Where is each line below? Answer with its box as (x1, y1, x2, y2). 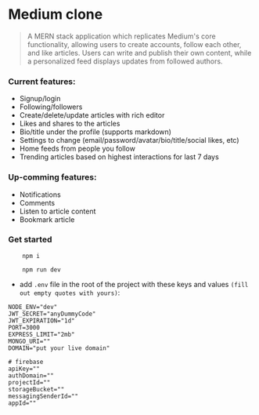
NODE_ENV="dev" (8, 303, 58, 311)
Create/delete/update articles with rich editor (19, 111, 165, 120)
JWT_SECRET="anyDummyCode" (8, 310, 96, 318)
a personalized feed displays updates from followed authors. (27, 56, 223, 66)
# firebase (8, 358, 44, 366)
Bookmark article (19, 214, 75, 224)
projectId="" (8, 378, 51, 386)
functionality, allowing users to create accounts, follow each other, (27, 39, 242, 49)
